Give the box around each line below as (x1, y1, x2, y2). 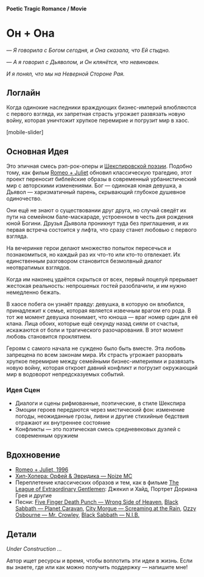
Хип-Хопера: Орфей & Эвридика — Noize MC (15, 473, 133, 480)
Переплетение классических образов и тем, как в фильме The (15, 479, 179, 486)
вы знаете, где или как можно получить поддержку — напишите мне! (6, 564, 188, 571)
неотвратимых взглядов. (6, 264, 71, 271)
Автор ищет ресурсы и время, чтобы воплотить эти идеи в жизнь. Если (6, 557, 193, 564)
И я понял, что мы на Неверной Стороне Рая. (6, 70, 125, 77)
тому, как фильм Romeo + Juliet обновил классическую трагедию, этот (6, 169, 192, 176)
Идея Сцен (6, 386, 41, 395)
